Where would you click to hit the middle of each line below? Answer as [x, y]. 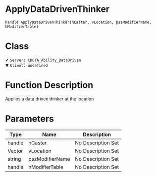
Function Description [49, 85]
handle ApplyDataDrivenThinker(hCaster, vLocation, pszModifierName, [78, 22]
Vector [15, 151]
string [14, 159]
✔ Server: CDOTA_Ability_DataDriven [43, 60]
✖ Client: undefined [26, 65]
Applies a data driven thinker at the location [50, 99]
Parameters [30, 119]
